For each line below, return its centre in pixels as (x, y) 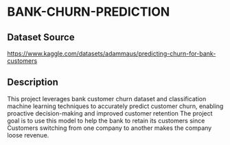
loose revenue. (28, 135)
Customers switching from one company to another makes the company (110, 128)
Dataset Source (41, 37)
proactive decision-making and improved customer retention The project (110, 113)
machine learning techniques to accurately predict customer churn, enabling (115, 106)
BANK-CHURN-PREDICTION (89, 12)
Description (33, 82)
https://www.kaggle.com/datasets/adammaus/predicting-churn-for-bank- (112, 53)
